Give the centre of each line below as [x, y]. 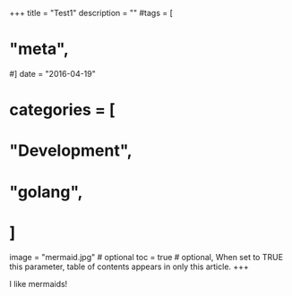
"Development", [71, 151]
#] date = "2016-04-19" [53, 73]
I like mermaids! [39, 284]
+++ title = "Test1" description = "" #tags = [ [91, 13]
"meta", [39, 49]
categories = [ [62, 110]
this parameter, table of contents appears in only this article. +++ [129, 266]
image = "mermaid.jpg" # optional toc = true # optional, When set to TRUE [146, 258]
